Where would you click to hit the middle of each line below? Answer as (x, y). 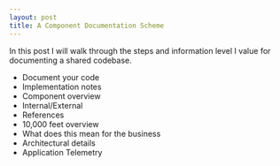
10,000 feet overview (60, 124)
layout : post (33, 17)
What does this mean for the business (91, 133)
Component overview (61, 96)
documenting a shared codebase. (71, 60)
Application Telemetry (62, 152)
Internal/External (52, 105)
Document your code (61, 77)
